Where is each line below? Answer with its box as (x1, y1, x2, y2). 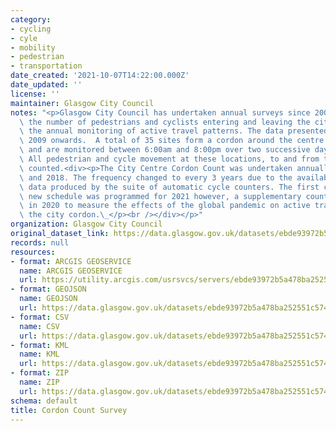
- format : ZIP (10, 368, 70, 378)
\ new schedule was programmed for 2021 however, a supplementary (19, 191, 302, 201)
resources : (10, 247, 56, 257)
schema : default (10, 396, 78, 406)
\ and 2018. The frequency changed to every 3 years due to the (19, 172, 293, 183)
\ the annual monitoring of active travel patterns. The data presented (19, 126, 329, 136)
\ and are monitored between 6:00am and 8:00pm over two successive (19, 145, 311, 155)
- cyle (10, 33, 38, 43)
